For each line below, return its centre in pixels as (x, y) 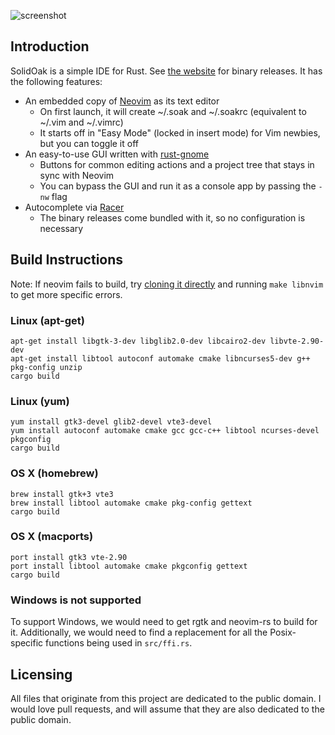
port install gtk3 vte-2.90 (69, 557)
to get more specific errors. (66, 294)
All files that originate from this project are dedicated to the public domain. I (166, 698)
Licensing (41, 674)
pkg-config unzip (46, 367)
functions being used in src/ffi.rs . (119, 643)
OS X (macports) (52, 537)
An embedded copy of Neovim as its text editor (122, 101)
